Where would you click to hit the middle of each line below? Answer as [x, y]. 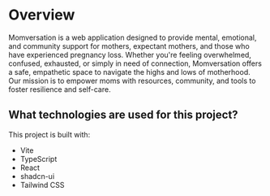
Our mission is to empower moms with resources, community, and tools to [132, 81]
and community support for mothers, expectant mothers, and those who [129, 46]
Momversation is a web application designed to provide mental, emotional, [133, 37]
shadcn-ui [37, 176]
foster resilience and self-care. [60, 89]
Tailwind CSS [42, 185]
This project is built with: [49, 134]
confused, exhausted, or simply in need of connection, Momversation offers [135, 63]
